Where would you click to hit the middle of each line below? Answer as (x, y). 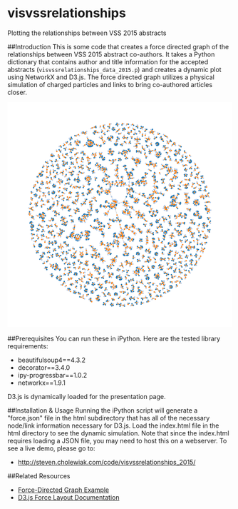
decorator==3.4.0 (44, 367)
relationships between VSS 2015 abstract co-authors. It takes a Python (111, 54)
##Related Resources (39, 475)
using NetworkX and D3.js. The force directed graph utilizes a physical (111, 77)
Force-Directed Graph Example (63, 490)
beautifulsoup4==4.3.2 (51, 360)
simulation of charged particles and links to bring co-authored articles (110, 84)
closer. (17, 92)
